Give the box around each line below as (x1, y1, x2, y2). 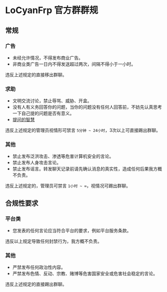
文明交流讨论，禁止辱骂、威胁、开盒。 (12, 98, 92, 104)
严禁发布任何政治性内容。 (12, 264, 66, 270)
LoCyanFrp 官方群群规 (5, 5, 98, 16)
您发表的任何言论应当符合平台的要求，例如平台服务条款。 (12, 228, 131, 234)
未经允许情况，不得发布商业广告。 (12, 55, 83, 61)
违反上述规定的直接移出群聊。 (5, 71, 67, 78)
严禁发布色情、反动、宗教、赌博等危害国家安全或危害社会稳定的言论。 (12, 270, 158, 276)
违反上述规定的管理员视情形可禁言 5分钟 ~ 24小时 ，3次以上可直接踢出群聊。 (5, 127, 161, 133)
